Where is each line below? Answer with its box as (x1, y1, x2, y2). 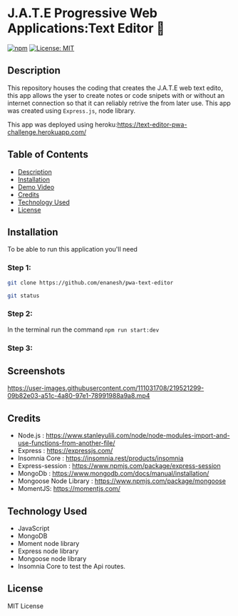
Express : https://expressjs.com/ (17, 447, 113, 455)
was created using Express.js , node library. (7, 106, 135, 115)
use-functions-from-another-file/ (17, 439, 115, 447)
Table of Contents (7, 149, 89, 161)
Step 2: (7, 309, 33, 319)
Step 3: (7, 343, 33, 353)
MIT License (7, 602, 44, 610)
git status (7, 292, 40, 299)
